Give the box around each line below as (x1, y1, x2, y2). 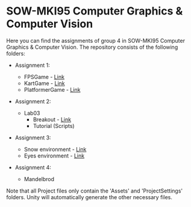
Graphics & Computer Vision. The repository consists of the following (6, 43, 178, 51)
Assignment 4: (14, 164, 51, 171)
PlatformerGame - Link (23, 86, 81, 93)
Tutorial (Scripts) (33, 122, 75, 129)
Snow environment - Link (23, 145, 87, 153)
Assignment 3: (14, 134, 51, 141)
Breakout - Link (33, 116, 71, 123)
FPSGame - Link (23, 73, 65, 80)
